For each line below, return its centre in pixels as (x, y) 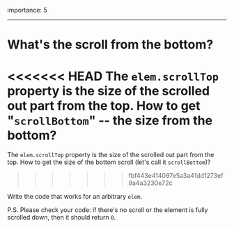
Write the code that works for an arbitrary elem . (75, 197)
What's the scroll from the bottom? (110, 45)
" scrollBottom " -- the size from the (110, 121)
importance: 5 (27, 10)
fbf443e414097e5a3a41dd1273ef (176, 176)
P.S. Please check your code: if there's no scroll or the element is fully (108, 210)
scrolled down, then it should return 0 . (62, 218)
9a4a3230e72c (150, 183)
